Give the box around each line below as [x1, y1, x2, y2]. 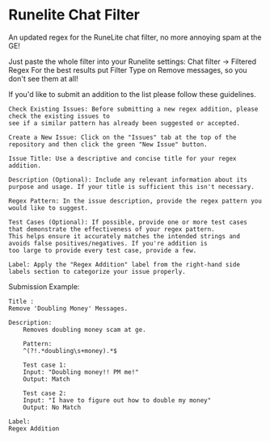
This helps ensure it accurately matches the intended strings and [8, 232, 241, 240]
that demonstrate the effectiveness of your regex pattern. [8, 225, 216, 233]
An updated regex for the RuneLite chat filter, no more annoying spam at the [8, 32, 262, 42]
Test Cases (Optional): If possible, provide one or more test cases [8, 218, 248, 226]
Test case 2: [23, 389, 67, 397]
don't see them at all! [8, 73, 78, 83]
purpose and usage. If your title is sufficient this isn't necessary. [8, 183, 255, 191]
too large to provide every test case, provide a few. [8, 246, 197, 254]
